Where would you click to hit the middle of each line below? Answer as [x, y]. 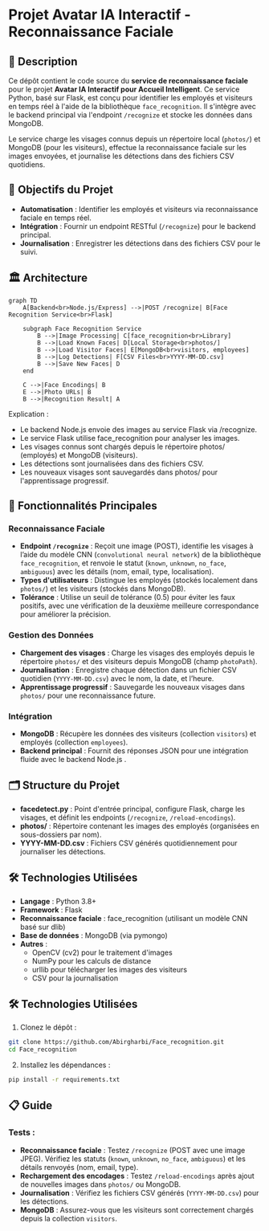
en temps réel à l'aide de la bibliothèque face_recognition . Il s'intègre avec [132, 106]
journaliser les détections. [63, 851]
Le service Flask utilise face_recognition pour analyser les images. [130, 438]
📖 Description [43, 61]
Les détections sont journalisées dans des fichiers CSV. [112, 463]
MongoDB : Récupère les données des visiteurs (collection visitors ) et [138, 733]
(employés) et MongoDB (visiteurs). [79, 454]
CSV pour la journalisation [75, 978]
